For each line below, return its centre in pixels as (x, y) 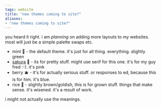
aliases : (14, 18)
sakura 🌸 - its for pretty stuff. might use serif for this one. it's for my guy (84, 62)
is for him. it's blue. (31, 80)
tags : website (19, 9)
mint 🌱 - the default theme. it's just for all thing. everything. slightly (79, 52)
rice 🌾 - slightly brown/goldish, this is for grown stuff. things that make (82, 85)
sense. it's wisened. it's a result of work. (52, 90)
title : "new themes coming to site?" (43, 14)
